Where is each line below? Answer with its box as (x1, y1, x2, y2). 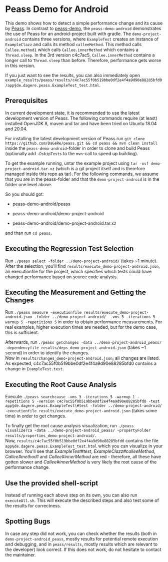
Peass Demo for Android (5, 4, 109, 15)
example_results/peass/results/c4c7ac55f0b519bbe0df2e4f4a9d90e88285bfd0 (5, 78, 162, 83)
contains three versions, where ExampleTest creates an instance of (22, 36, 159, 42)
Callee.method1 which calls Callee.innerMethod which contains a (5, 47, 138, 53)
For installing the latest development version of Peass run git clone (5, 135, 145, 141)
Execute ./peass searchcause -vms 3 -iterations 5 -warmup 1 (5, 394, 135, 400)
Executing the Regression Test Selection (5, 244, 134, 253)
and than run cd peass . (5, 230, 52, 236)
